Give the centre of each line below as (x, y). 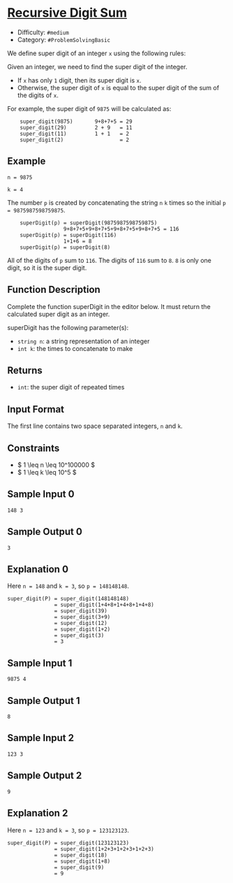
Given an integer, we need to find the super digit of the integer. (97, 66)
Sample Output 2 (45, 776)
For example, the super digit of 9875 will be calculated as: (89, 108)
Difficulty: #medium (43, 32)
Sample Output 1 (44, 701)
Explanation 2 (38, 813)
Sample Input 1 (40, 663)
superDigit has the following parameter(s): (68, 327)
